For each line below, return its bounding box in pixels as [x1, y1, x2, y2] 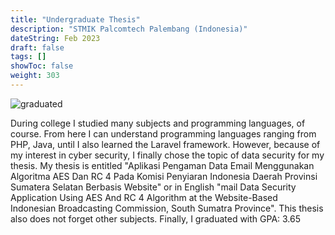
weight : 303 [10, 71, 60, 81]
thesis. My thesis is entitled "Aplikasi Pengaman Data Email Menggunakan [10, 159, 315, 171]
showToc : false [10, 61, 74, 71]
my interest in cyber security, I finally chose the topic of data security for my [10, 149, 325, 161]
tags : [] [10, 52, 47, 62]
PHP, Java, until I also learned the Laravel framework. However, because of [10, 138, 321, 150]
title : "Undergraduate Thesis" [10, 14, 141, 25]
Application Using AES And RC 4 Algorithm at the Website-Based [10, 191, 278, 203]
